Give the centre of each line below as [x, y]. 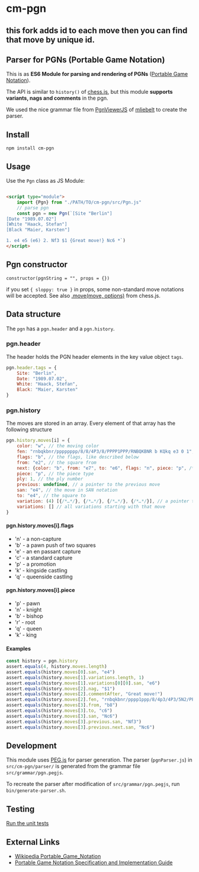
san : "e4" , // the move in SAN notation [67, 490]
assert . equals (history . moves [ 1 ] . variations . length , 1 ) [75, 677]
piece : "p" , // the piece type [55, 473]
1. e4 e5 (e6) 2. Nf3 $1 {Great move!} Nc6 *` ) [66, 241]
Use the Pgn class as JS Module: [45, 181]
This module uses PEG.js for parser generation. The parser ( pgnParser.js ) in [99, 760]
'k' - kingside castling [41, 570]
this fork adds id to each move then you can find [97, 31]
